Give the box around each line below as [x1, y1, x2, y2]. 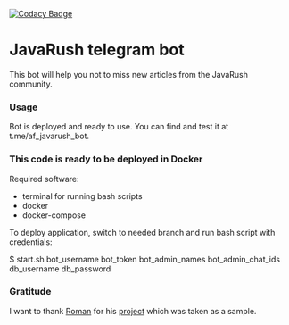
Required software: [9, 173, 79, 184]
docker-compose [21, 210, 87, 221]
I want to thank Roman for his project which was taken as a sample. [9, 305, 257, 316]
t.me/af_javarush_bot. [9, 130, 90, 142]
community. [9, 79, 53, 89]
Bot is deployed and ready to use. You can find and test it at [9, 121, 229, 132]
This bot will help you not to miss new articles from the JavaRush [9, 69, 248, 79]
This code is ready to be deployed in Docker [9, 153, 203, 165]
